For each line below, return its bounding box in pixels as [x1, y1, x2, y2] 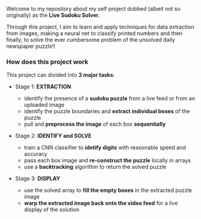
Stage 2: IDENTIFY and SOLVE [14, 132, 92, 140]
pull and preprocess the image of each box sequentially [24, 120, 166, 128]
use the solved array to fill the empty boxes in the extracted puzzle [24, 187, 192, 194]
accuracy [24, 151, 48, 158]
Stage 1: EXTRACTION [14, 83, 71, 90]
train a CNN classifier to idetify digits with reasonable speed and [24, 144, 186, 151]
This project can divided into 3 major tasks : [6, 71, 115, 79]
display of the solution [24, 206, 80, 214]
